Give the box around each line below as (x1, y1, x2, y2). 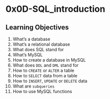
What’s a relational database (12, 41, 70, 47)
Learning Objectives (5, 23, 69, 32)
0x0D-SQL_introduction (5, 3, 106, 15)
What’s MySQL (12, 52, 43, 58)
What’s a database (12, 36, 51, 42)
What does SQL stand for (12, 47, 64, 52)
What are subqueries (12, 83, 55, 89)
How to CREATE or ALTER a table (12, 67, 75, 73)
